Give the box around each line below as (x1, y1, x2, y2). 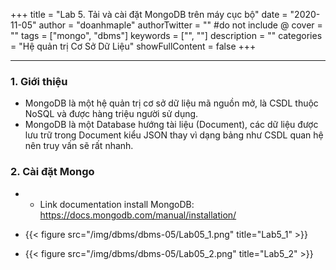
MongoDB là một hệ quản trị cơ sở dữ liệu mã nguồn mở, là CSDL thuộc (24, 97, 319, 109)
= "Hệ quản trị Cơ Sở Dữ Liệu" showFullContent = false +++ (10, 40, 257, 52)
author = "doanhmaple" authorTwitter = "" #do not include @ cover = (38, 19, 323, 31)
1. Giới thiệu (10, 74, 68, 88)
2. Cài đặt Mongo (10, 165, 95, 179)
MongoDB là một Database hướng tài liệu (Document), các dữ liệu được (24, 119, 319, 131)
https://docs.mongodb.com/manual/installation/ (39, 209, 237, 221)
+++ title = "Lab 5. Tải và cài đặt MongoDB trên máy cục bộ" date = (10, 9, 288, 20)
